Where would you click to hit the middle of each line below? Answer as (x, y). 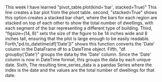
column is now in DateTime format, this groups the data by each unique (78, 60)
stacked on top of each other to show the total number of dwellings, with (79, 23)
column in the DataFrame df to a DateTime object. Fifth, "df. (66, 49)
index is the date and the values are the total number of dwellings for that (80, 70)
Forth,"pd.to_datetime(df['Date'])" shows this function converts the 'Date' (80, 44)
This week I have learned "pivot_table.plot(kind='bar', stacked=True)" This (81, 7)
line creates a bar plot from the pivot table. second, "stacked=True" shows (81, 12)
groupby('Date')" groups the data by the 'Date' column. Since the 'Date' (78, 54)
